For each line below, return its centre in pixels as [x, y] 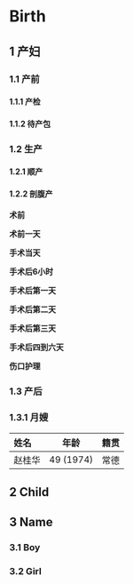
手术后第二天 [32, 309]
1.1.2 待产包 [30, 124]
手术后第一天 [32, 291]
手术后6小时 [31, 272]
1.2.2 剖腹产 [31, 194]
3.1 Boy [25, 548]
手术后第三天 [32, 328]
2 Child [29, 492]
